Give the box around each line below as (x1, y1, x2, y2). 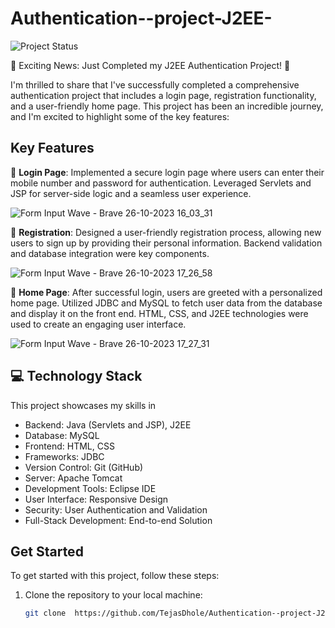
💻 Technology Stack (10, 368, 143, 385)
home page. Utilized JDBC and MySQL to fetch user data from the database (10, 297, 323, 309)
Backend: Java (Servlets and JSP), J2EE (24, 418, 192, 431)
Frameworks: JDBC (24, 450, 105, 462)
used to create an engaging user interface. (10, 318, 187, 330)
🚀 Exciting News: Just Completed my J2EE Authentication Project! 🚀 (10, 59, 291, 71)
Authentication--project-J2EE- (10, 7, 273, 30)
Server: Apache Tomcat (24, 472, 123, 484)
